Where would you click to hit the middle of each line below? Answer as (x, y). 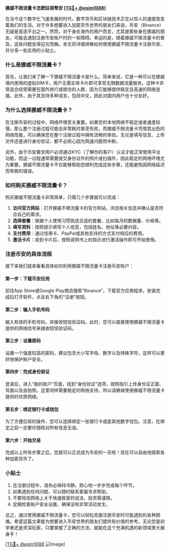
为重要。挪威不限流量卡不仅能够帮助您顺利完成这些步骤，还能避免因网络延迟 (85, 165)
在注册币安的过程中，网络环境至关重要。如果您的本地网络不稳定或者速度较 (83, 122)
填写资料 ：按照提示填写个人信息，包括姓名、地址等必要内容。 (77, 227)
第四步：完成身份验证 (27, 372)
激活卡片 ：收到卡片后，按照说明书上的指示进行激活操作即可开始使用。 (86, 240)
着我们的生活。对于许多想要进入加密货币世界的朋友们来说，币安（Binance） (85, 25)
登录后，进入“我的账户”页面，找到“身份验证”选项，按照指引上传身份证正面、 (84, 384)
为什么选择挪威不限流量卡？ (39, 110)
